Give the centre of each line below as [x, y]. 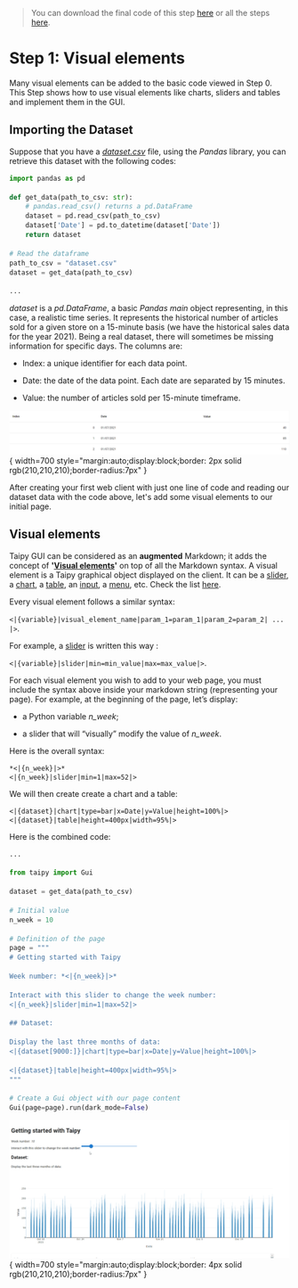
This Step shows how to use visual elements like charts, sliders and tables [145, 92]
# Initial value [39, 910]
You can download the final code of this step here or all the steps [150, 13]
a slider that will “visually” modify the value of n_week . [122, 734]
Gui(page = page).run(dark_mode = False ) [79, 1108]
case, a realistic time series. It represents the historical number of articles [144, 318]
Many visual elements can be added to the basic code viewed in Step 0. [141, 83]
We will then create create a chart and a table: [93, 793]
